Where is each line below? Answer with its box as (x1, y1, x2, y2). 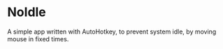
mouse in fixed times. (7, 34, 69, 43)
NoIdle (7, 4, 47, 20)
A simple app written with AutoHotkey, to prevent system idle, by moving (7, 27, 217, 36)
